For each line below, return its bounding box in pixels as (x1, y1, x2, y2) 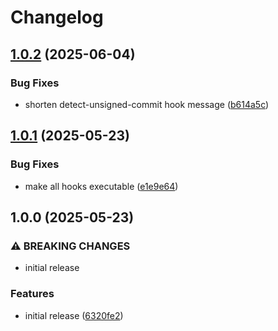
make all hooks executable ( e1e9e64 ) (24, 180, 179, 192)
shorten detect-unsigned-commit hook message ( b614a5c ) (24, 98, 270, 110)
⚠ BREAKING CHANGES (10, 239, 131, 253)
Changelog (10, 6, 104, 29)
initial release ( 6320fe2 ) (24, 309, 124, 321)
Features (10, 287, 55, 301)
